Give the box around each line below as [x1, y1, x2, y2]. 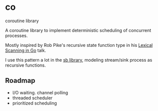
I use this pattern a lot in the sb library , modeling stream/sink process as [5, 57, 153, 63]
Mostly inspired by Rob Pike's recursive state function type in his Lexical [5, 42, 153, 48]
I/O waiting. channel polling [12, 89, 68, 95]
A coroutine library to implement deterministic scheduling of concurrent [5, 27, 152, 33]
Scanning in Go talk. [5, 47, 46, 53]
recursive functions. [5, 62, 46, 68]
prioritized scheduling [12, 100, 57, 106]
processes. [5, 33, 28, 38]
